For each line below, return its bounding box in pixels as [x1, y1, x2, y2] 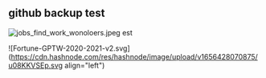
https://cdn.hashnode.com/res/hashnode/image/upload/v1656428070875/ [10, 51, 259, 61]
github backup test [8, 6, 105, 20]
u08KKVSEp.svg [8, 60, 63, 70]
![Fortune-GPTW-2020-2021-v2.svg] [8, 43, 130, 53]
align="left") [63, 60, 105, 70]
